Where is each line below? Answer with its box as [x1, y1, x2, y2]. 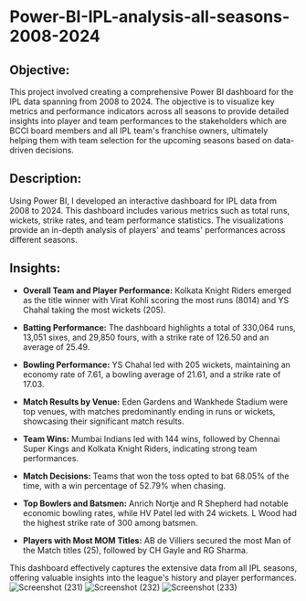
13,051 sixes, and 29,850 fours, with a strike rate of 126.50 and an [22, 332, 269, 343]
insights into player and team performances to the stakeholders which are [9, 116, 288, 126]
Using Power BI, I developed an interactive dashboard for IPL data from [9, 195, 277, 206]
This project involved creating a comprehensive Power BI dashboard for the [9, 87, 294, 97]
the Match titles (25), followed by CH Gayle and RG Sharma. [22, 544, 248, 555]
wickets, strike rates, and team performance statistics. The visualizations [9, 215, 284, 226]
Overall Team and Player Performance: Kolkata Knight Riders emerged [22, 285, 292, 296]
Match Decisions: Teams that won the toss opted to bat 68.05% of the [22, 470, 290, 481]
